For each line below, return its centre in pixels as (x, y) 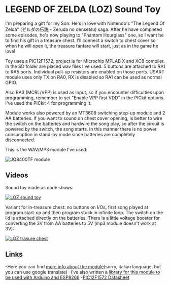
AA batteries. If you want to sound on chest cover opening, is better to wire (84, 118)
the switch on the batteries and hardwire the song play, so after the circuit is (85, 124)
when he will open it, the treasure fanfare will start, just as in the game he (82, 46)
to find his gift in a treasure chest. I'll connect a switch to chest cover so (80, 40)
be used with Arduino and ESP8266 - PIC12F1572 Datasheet (67, 277)
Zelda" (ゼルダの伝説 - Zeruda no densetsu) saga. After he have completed (84, 29)
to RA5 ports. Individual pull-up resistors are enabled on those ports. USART (85, 71)
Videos (17, 175)
